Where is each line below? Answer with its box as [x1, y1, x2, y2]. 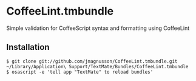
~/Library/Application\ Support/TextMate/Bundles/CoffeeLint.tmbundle [6, 63, 189, 69]
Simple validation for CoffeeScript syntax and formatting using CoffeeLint [6, 24, 190, 32]
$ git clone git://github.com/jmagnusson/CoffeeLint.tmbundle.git [6, 58, 178, 65]
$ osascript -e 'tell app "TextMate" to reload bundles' [6, 69, 154, 75]
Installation [6, 42, 50, 52]
